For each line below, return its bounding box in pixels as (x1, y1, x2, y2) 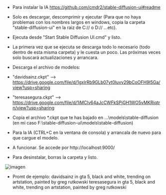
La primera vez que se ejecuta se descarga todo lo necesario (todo (12, 44, 151, 49)
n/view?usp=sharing (12, 105, 55, 110)
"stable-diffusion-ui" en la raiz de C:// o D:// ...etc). (12, 24, 117, 30)
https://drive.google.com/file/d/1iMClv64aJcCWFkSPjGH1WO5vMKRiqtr (12, 99, 161, 105)
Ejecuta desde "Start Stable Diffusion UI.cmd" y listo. (12, 34, 122, 40)
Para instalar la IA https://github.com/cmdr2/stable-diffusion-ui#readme (12, 4, 161, 10)
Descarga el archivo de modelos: (12, 64, 81, 70)
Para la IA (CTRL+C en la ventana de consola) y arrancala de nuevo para (12, 129, 161, 135)
